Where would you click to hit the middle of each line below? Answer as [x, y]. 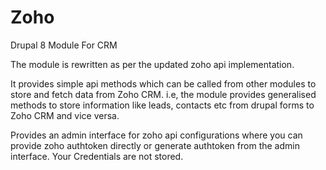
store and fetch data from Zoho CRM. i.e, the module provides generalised [163, 94]
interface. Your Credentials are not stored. [97, 156]
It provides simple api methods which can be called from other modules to [163, 83]
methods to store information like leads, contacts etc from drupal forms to [162, 105]
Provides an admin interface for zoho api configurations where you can [156, 135]
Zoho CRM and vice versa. [65, 115]
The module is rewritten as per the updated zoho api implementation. [152, 64]
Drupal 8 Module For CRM [64, 45]
